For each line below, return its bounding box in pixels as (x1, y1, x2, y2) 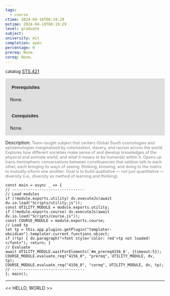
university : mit (5, 36, 39, 41)
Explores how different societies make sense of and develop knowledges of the (5, 150, 157, 155)
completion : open (5, 41, 42, 46)
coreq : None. (5, 54, 33, 60)
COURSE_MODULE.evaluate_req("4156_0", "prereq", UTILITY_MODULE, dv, (5, 254, 155, 259)
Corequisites (12, 113, 39, 119)
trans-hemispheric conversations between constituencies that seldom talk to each (5, 159, 162, 165)
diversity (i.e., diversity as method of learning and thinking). (5, 173, 119, 179)
